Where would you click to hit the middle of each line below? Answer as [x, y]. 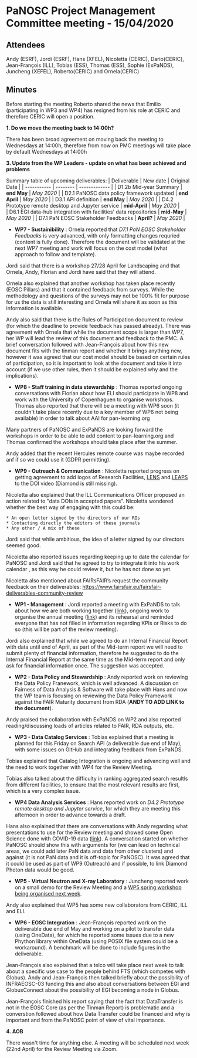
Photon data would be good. [40, 870]
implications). [23, 375]
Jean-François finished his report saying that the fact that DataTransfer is [95, 1001]
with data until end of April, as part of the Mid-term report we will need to [94, 647]
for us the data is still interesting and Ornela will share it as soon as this [92, 302]
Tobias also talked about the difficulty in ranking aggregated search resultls [97, 778]
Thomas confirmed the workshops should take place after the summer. [92, 442]
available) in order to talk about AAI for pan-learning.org [82, 418]
